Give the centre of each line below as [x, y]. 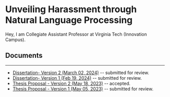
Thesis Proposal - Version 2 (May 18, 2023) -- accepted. [71, 83]
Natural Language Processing [69, 20]
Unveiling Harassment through [71, 9]
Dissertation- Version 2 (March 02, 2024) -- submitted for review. [81, 73]
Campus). [15, 40]
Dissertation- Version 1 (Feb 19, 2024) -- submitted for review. [77, 78]
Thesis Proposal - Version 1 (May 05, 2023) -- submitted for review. [83, 89]
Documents [24, 56]
